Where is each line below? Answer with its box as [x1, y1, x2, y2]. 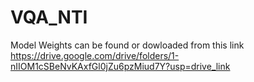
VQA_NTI [10, 6, 88, 29]
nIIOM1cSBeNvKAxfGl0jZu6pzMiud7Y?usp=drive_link [10, 60, 231, 72]
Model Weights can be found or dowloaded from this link [10, 39, 245, 51]
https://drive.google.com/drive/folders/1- [10, 49, 180, 61]
